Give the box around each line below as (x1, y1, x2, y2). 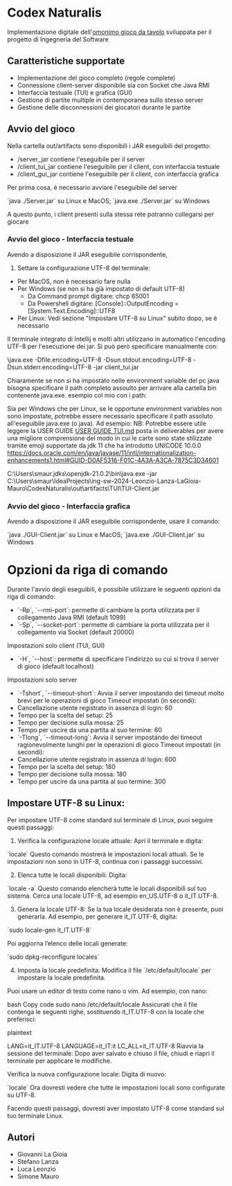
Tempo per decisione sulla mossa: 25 (17, 718, 125, 727)
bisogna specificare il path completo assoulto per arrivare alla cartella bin (7, 383, 217, 392)
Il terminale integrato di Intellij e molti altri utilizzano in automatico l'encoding (7, 335, 226, 343)
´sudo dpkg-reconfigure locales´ (7, 953, 100, 961)
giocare (7, 217, 29, 226)
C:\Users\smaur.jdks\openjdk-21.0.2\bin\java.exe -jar (7, 469, 157, 477)
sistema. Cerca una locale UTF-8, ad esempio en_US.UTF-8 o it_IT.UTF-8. (7, 892, 219, 900)
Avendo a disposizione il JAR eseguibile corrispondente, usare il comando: (7, 517, 220, 526)
